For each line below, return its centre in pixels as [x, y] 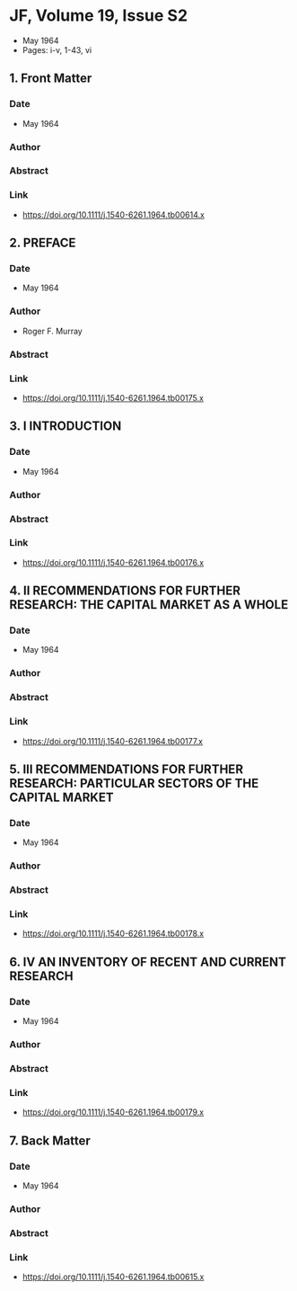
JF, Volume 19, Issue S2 [99, 16]
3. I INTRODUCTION [66, 427]
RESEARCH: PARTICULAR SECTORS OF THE [134, 784]
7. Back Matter [50, 1140]
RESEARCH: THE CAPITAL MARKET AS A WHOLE [149, 605]
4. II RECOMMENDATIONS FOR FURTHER [125, 591]
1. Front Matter [51, 79]
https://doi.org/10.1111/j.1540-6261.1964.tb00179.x [113, 1112]
